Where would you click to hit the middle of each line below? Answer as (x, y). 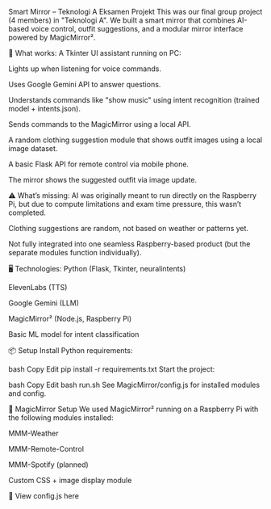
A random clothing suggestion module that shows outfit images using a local (135, 140)
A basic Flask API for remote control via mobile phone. (99, 164)
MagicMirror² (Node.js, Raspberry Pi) (70, 319)
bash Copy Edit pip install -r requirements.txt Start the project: (112, 369)
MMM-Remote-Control (46, 449)
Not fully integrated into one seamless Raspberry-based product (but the (129, 244)
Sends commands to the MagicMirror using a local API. (100, 124)
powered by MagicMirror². (52, 37)
